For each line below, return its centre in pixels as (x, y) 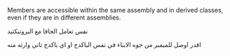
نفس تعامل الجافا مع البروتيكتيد (48, 31)
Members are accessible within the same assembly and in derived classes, (115, 10)
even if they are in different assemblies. (64, 17)
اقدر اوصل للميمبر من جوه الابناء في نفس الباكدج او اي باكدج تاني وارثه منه (104, 44)
